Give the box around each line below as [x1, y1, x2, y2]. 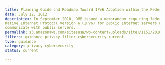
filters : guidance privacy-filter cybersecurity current [5, 35, 124, 40]
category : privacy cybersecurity [5, 43, 74, 48]
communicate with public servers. [5, 25, 76, 30]
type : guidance [5, 39, 36, 44]
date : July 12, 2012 [5, 12, 48, 17]
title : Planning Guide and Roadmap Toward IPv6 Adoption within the [5, 7, 148, 12]
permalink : [5, 30, 27, 35]
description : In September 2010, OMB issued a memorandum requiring [5, 16, 148, 21]
